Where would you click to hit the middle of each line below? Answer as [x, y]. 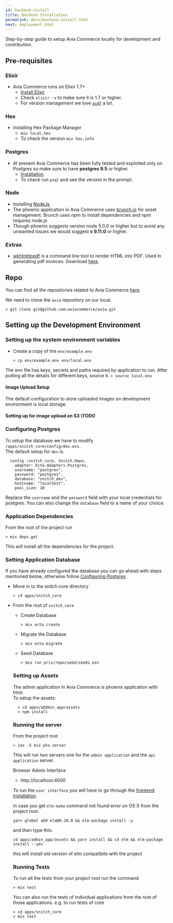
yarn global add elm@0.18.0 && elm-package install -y [73, 821]
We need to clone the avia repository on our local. [58, 300]
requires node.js [30, 220]
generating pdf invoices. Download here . [56, 262]
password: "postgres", [39, 474]
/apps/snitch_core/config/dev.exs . [43, 446]
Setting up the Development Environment [73, 325]
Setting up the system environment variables [63, 340]
